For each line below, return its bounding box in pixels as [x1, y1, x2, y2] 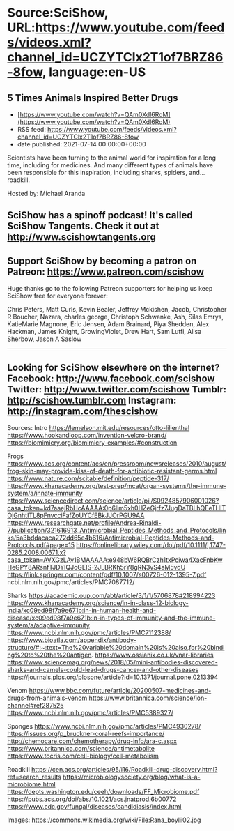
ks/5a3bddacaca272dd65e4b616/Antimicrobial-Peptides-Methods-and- [7, 533, 214, 542]
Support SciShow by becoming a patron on [7, 254, 197, 266]
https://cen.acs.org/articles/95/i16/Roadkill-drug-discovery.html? [31, 765, 218, 774]
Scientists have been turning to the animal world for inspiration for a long [7, 153, 217, 162]
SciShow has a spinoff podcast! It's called [7, 209, 193, 221]
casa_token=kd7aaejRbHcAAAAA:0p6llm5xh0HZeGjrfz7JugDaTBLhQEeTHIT [7, 504, 226, 512]
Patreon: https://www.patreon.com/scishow [7, 266, 204, 277]
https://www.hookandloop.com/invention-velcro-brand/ [7, 431, 167, 440]
